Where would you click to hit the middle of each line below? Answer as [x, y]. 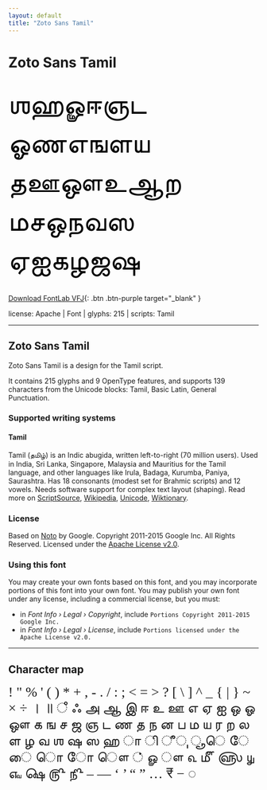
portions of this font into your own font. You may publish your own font [124, 591]
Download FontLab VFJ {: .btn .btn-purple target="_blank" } [104, 298]
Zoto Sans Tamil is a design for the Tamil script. [86, 365]
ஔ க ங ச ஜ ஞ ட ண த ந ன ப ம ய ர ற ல [129, 724]
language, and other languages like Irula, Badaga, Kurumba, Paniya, [119, 472]
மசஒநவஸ [71, 221]
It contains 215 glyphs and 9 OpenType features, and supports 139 [117, 381]
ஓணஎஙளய [79, 143]
